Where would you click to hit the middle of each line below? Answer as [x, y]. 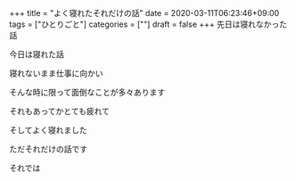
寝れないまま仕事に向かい [56, 73]
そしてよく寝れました [48, 130]
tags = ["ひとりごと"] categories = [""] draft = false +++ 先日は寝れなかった [148, 24]
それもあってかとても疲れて [59, 111]
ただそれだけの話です [48, 149]
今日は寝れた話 [37, 54]
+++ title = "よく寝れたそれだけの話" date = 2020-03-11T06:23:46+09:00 [144, 13]
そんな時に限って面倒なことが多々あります [87, 92]
